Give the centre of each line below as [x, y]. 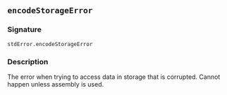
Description [28, 61]
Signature [25, 29]
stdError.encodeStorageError [50, 44]
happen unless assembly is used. [56, 84]
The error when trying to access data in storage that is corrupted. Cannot [114, 77]
